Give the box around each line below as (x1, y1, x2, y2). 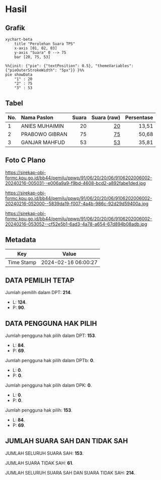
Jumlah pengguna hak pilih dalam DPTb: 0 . (5, 358, 95, 364)
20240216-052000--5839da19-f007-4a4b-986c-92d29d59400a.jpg (5, 200, 149, 207)
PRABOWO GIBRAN (21, 130, 67, 138)
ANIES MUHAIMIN (21, 122, 64, 129)
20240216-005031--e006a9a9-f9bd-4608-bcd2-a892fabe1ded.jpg (5, 180, 146, 186)
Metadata (5, 236, 36, 244)
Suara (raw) (91, 114, 121, 121)
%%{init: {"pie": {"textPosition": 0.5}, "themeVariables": (5, 63, 134, 68)
